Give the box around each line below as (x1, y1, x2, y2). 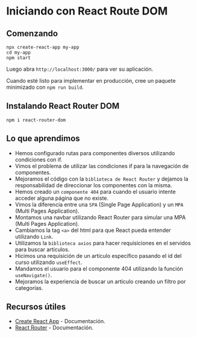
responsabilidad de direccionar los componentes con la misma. (14, 181, 172, 188)
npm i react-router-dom (6, 117, 66, 123)
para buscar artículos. (14, 246, 70, 253)
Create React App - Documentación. (14, 318, 105, 325)
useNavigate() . (14, 271, 52, 278)
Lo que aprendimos (6, 133, 80, 144)
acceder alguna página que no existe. (14, 194, 109, 202)
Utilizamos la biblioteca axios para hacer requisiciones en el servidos (14, 239, 191, 246)
